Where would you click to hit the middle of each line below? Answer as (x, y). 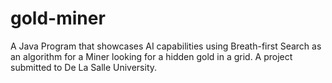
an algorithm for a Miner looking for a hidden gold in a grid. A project (151, 56)
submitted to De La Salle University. (84, 67)
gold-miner (58, 18)
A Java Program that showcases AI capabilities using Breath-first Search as (166, 46)
